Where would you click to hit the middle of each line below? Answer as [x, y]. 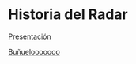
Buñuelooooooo [34, 51]
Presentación [30, 36]
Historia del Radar [68, 15]
